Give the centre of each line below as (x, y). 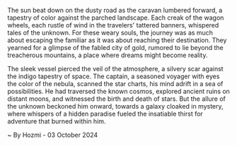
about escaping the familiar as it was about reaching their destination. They (117, 40)
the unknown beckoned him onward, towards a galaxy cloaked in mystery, (116, 106)
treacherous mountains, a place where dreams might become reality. (108, 55)
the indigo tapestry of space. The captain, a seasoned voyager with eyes (114, 76)
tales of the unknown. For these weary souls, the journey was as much (110, 32)
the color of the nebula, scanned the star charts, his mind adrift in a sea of (115, 84)
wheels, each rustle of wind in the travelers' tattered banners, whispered (113, 25)
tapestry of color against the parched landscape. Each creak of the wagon (116, 18)
